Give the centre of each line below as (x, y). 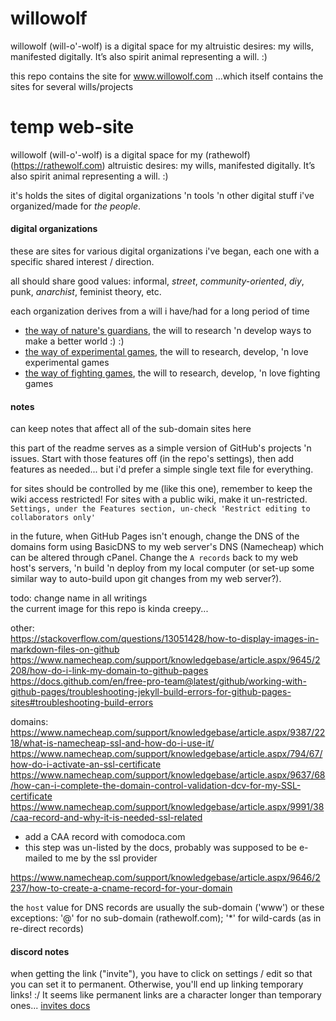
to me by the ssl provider (106, 858)
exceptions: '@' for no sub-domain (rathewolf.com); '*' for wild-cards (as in (166, 918)
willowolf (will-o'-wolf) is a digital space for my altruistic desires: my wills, (162, 46)
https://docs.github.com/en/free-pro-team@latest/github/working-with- (158, 681)
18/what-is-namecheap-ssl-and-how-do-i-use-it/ (112, 743)
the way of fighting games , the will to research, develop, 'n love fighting (172, 373)
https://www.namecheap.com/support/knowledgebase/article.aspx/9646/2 (165, 878)
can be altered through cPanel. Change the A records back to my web (154, 558)
